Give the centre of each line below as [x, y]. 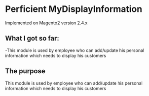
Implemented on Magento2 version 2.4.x [46, 23]
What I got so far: [32, 38]
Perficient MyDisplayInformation [74, 9]
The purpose [25, 71]
